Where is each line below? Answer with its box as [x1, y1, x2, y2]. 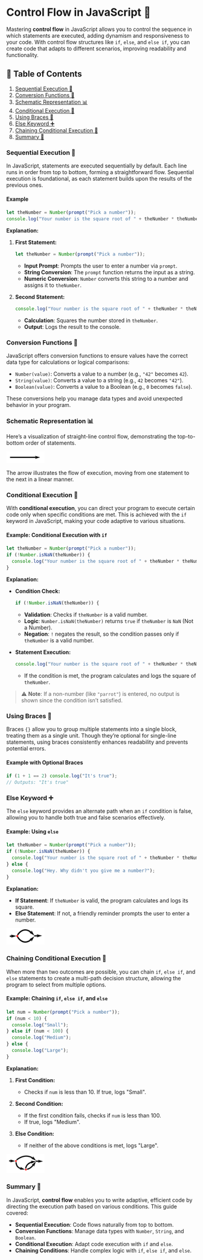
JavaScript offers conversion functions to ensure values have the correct [6, 352, 188, 360]
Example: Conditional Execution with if [6, 531, 108, 539]
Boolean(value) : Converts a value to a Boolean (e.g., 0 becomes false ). [14, 383, 192, 391]
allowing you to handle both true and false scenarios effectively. [6, 814, 166, 821]
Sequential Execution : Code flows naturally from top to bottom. [14, 1221, 174, 1228]
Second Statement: [14, 293, 65, 300]
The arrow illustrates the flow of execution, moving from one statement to [6, 469, 190, 476]
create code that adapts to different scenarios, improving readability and [6, 45, 187, 52]
